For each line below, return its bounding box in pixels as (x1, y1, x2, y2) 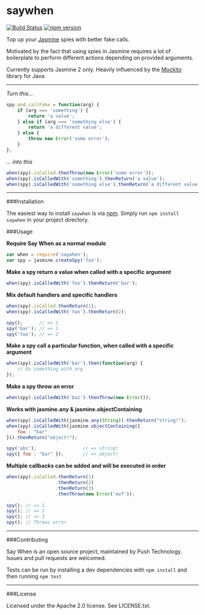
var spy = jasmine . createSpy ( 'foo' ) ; (6, 257, 103, 264)
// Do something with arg (17, 366, 84, 372)
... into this (6, 158, 33, 165)
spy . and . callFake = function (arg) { (6, 101, 99, 107)
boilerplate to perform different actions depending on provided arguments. (6, 54, 194, 61)
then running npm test (6, 573, 62, 580)
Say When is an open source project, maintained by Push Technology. (6, 548, 182, 555)
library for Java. (6, 72, 46, 79)
